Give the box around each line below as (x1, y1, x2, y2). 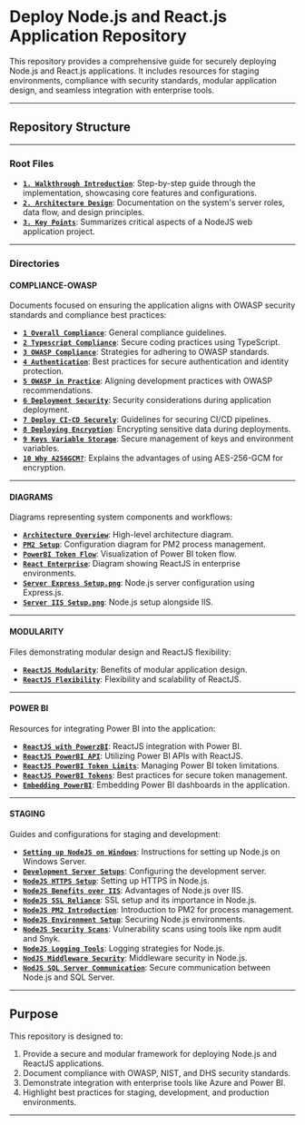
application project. (22, 226, 95, 237)
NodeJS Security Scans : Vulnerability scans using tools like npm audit (22, 923, 282, 934)
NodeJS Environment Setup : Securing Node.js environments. (22, 913, 245, 924)
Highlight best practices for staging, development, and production (22, 1087, 270, 1098)
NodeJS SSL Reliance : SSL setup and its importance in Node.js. (22, 894, 257, 905)
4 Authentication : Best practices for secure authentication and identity (22, 356, 289, 367)
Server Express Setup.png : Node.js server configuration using (22, 577, 255, 588)
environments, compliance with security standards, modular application (9, 74, 277, 85)
